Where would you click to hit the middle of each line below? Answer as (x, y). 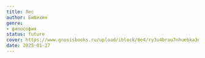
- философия (21, 29)
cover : (15, 40)
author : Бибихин (27, 18)
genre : (15, 23)
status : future (26, 34)
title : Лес (20, 12)
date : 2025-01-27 (28, 46)
